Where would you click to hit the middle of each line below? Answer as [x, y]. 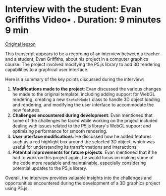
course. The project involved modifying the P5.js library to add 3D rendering [83, 64]
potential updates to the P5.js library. [50, 168]
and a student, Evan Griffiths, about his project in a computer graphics [77, 59]
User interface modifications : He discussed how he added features [82, 136]
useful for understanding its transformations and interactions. [75, 147]
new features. [26, 110]
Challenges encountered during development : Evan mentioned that [82, 115]
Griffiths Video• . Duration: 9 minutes [83, 20]
